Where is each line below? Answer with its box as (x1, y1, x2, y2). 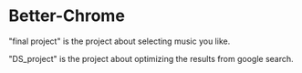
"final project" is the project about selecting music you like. (8, 36, 231, 47)
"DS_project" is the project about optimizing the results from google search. (8, 53, 294, 64)
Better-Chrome (8, 5, 125, 26)
